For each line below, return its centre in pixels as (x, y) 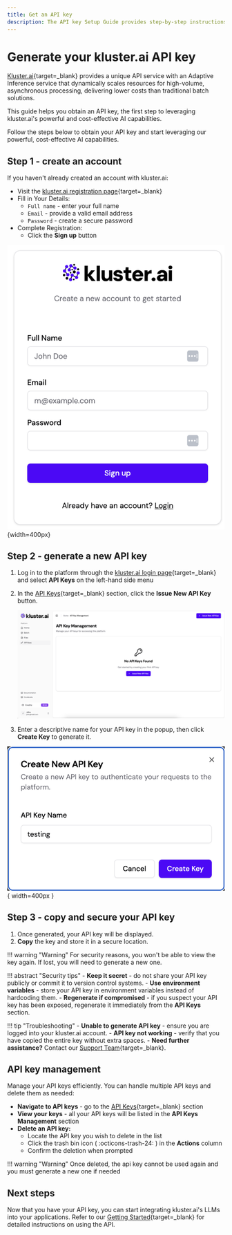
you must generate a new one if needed (64, 1171)
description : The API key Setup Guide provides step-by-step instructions (117, 22)
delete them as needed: (41, 1093)
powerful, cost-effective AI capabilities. (63, 140)
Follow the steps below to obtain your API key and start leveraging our (107, 132)
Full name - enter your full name (73, 206)
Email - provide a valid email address (80, 214)
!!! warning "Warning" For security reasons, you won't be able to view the (112, 954)
